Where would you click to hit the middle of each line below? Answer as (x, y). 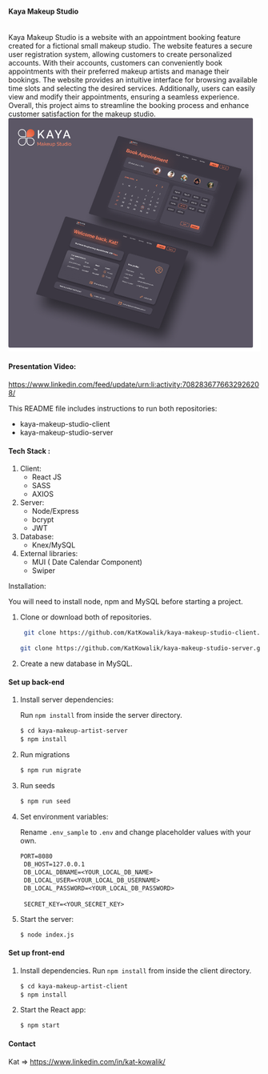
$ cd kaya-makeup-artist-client (74, 986)
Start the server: (47, 919)
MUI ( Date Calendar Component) (87, 562)
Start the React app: (53, 1010)
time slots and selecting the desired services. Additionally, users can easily (132, 89)
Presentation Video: (42, 367)
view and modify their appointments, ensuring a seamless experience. (124, 97)
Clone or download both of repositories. (86, 617)
